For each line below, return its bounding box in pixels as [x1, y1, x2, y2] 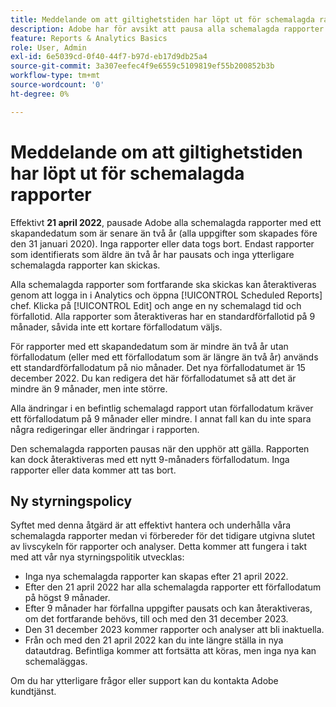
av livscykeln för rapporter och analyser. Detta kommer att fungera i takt [10, 541, 308, 553]
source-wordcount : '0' [10, 80, 105, 90]
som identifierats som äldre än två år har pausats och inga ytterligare [10, 248, 295, 260]
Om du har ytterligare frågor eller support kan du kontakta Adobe [10, 675, 279, 687]
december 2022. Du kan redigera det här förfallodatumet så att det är [10, 372, 297, 384]
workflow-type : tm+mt [10, 71, 101, 81]
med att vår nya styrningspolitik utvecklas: [10, 551, 185, 563]
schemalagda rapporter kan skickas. [10, 259, 161, 271]
